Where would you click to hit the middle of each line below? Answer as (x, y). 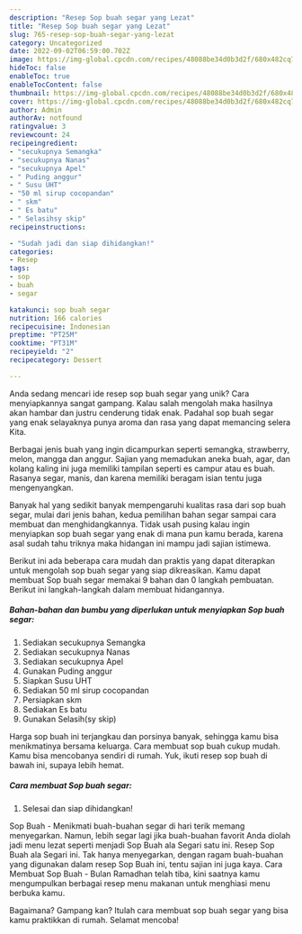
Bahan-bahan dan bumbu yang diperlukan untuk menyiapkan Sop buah (147, 610)
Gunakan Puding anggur (67, 671)
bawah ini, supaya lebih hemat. (67, 765)
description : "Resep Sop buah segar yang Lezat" (102, 18)
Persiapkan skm (52, 700)
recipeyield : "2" (42, 352)
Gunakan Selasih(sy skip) (69, 719)
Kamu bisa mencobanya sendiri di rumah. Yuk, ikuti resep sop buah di (138, 755)
